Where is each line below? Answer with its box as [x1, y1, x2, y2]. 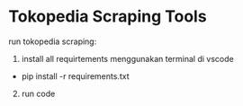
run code [21, 88, 56, 99]
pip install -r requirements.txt [21, 70, 130, 82]
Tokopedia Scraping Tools [8, 6, 208, 27]
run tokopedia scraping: [8, 36, 97, 47]
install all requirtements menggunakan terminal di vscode [21, 53, 235, 64]
